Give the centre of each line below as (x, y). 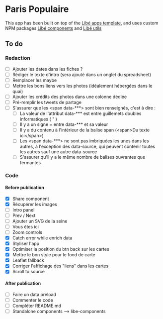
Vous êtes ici (25, 226)
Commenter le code (33, 300)
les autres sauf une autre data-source (58, 152)
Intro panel (23, 210)
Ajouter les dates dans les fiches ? (47, 69)
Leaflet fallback (28, 260)
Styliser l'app (26, 243)
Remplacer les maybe (35, 80)
